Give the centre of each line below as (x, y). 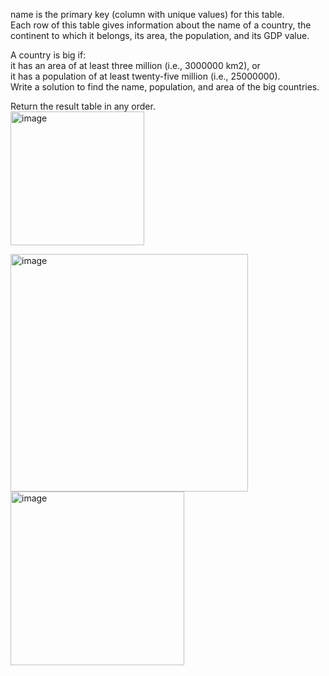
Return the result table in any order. (83, 106)
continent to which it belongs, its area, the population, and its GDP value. (160, 35)
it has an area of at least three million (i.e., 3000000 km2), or (135, 65)
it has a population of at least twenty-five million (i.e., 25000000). (145, 76)
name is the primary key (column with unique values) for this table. (147, 14)
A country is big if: (48, 55)
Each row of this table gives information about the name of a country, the (161, 25)
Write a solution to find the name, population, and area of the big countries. (165, 87)
